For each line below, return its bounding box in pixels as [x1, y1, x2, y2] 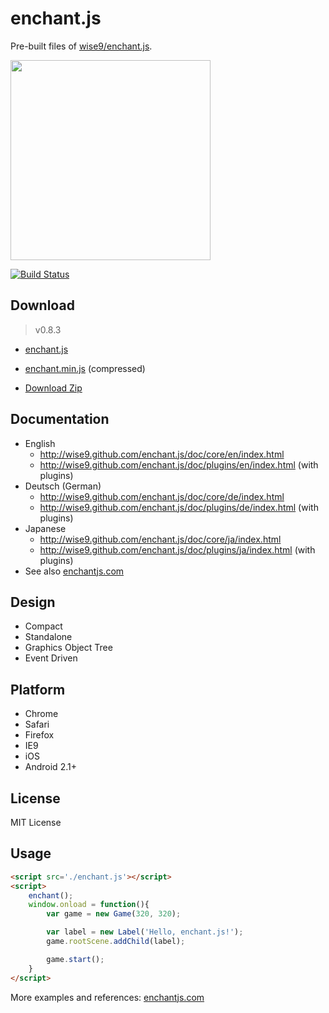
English [24, 437, 56, 449]
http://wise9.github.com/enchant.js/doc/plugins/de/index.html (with [39, 501, 319, 513]
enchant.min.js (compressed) [24, 362, 146, 374]
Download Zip [24, 382, 83, 394]
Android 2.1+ [24, 761, 77, 773]
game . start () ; [46, 954, 105, 964]
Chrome [24, 708, 59, 720]
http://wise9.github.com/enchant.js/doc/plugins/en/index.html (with [39, 458, 319, 471]
